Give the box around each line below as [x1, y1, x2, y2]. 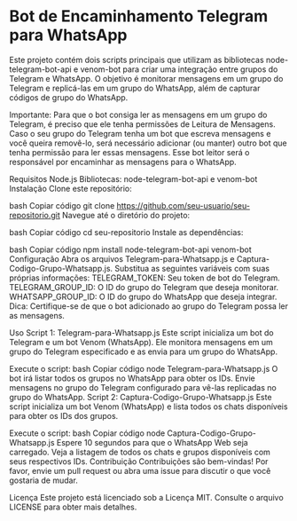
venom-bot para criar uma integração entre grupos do [80, 64, 278, 75]
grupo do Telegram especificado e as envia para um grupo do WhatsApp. [9, 346, 277, 357]
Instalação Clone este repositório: [9, 183, 132, 193]
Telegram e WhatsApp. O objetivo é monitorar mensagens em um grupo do [9, 73, 284, 83]
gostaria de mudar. [9, 475, 78, 485]
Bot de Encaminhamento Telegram [9, 6, 269, 27]
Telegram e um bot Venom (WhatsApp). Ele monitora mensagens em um [9, 336, 273, 347]
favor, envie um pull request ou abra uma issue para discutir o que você [9, 465, 271, 476]
